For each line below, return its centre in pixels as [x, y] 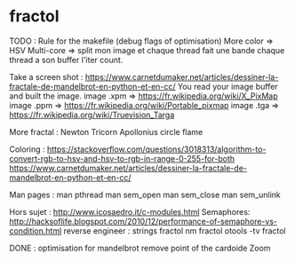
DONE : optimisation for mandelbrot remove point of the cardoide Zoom [140, 248]
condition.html [36, 230]
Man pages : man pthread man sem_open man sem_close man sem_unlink [145, 195]
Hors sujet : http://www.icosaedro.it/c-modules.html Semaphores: [130, 211]
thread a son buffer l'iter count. [66, 60]
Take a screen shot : [46, 76]
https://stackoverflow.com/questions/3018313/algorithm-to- [156, 149]
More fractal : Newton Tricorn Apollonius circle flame [106, 131]
